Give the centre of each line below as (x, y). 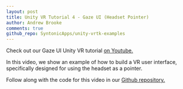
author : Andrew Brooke (34, 23)
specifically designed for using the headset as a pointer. (74, 68)
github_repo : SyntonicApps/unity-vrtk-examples (66, 34)
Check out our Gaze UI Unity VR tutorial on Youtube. (70, 50)
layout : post (22, 12)
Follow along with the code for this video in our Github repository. (86, 80)
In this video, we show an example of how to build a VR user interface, (91, 62)
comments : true (25, 28)
